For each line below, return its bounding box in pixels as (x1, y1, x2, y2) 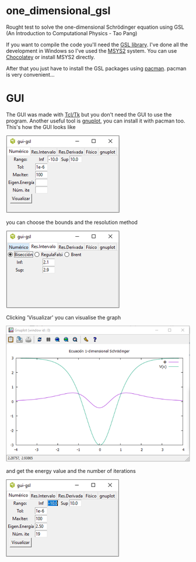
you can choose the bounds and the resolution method (6, 219, 138, 226)
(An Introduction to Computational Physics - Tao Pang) (6, 29, 138, 36)
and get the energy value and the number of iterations (6, 467, 136, 474)
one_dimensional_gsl (6, 4, 111, 18)
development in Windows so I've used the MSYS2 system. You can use (6, 47, 177, 54)
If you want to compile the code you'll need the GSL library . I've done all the (6, 41, 188, 48)
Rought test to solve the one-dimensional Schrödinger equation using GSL (6, 23, 185, 30)
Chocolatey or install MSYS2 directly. (6, 53, 95, 60)
